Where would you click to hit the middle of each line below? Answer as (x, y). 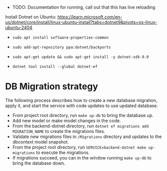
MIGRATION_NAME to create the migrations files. (59, 131)
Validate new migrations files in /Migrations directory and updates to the (87, 136)
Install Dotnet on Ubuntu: (31, 17)
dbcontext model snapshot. (40, 141)
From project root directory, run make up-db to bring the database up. (83, 115)
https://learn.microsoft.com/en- (90, 17)
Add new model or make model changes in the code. (67, 120)
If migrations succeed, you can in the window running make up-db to (82, 157)
